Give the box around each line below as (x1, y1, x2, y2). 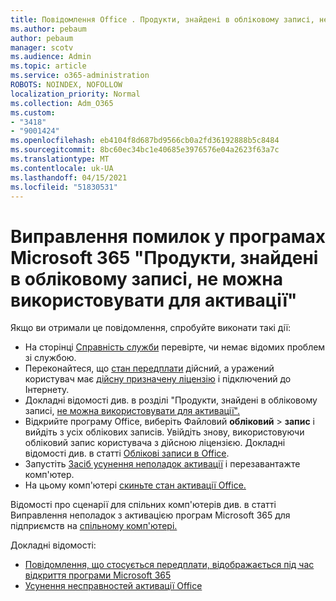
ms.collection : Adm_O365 (10, 98, 114, 108)
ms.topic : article (10, 61, 87, 71)
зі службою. (24, 352, 77, 364)
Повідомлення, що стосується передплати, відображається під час (24, 559, 315, 571)
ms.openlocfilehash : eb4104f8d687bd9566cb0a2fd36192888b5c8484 (10, 136, 280, 146)
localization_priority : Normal (10, 89, 141, 99)
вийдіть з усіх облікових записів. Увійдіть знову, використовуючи (24, 426, 305, 438)
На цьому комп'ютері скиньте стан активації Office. (24, 479, 247, 491)
